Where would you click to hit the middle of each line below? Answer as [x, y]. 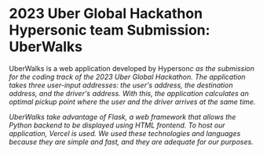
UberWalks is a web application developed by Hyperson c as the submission [131, 68]
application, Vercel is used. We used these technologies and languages [125, 133]
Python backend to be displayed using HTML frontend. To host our [117, 125]
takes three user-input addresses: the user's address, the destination [121, 85]
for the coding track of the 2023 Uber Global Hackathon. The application [127, 77]
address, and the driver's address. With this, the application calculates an [129, 93]
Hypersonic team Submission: [110, 30]
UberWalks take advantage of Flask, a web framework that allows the [122, 116]
